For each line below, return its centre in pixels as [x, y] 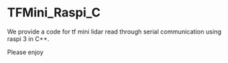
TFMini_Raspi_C [54, 13]
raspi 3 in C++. [28, 38]
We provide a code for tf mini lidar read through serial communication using [114, 32]
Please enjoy [25, 52]
